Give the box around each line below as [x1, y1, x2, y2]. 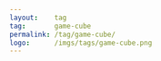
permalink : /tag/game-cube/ [9, 30, 116, 39]
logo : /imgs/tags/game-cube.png [9, 38, 153, 48]
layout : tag [9, 13, 67, 22]
